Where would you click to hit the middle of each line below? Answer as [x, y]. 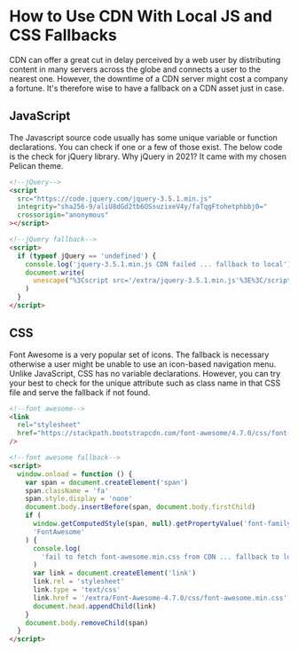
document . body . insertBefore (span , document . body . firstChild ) [140, 507]
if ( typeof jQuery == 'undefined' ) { [87, 256]
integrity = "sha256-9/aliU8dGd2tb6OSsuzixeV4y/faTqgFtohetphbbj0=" [142, 207]
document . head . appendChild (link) [94, 606]
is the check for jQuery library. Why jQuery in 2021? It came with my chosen [148, 156]
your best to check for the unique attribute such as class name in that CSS [145, 383]
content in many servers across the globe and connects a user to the [135, 69]
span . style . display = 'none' [79, 499]
